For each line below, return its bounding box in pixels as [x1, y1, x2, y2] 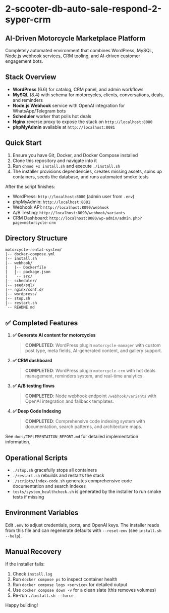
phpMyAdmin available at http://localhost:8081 [12, 124, 115, 130]
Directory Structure [5, 234, 68, 243]
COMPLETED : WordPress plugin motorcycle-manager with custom [25, 342, 161, 349]
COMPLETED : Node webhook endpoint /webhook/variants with [25, 393, 156, 399]
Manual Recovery [5, 548, 62, 556]
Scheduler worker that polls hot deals [12, 113, 92, 119]
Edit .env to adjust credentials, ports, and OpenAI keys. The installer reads [5, 522, 159, 528]
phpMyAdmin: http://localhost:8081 [12, 199, 91, 205]
